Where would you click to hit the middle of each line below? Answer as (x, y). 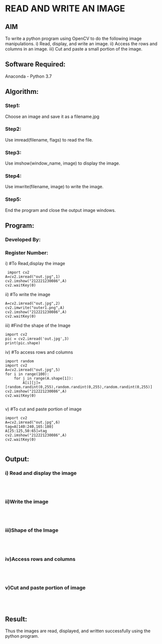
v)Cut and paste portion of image (45, 587)
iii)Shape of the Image (32, 530)
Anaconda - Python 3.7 (28, 76)
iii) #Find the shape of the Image (38, 325)
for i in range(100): (27, 374)
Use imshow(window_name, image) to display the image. (63, 163)
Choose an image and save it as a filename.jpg (52, 117)
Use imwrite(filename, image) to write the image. (54, 187)
